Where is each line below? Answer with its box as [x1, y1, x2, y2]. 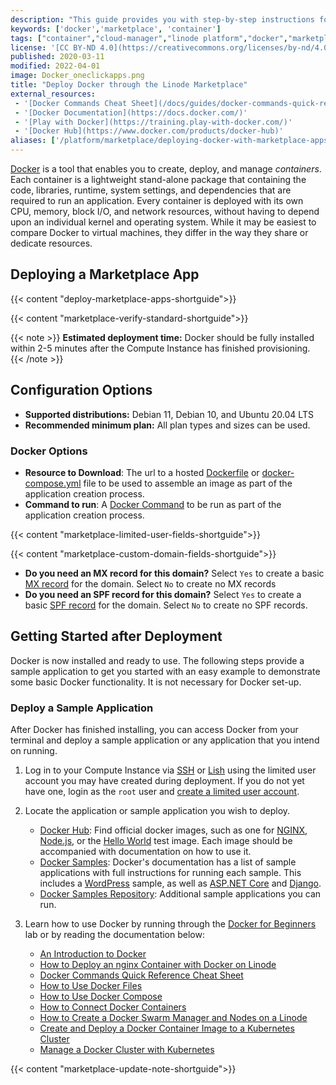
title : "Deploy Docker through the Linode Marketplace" [10, 80, 248, 90]
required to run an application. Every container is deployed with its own [10, 195, 304, 206]
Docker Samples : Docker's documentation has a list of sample [39, 856, 297, 868]
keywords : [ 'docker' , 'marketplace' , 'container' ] [10, 24, 222, 34]
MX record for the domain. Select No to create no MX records [24, 577, 277, 590]
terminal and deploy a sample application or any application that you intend [10, 734, 320, 746]
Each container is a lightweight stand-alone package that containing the [10, 174, 307, 185]
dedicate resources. [10, 237, 93, 249]
